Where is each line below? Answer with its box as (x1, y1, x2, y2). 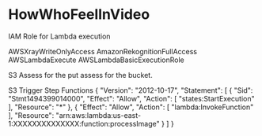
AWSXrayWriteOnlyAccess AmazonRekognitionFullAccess (8, 46, 198, 56)
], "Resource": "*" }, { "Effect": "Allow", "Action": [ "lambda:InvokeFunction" (8, 102, 254, 112)
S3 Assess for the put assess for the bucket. (8, 70, 153, 79)
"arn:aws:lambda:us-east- (55, 110, 141, 119)
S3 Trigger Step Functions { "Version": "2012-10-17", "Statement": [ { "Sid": (8, 85, 253, 95)
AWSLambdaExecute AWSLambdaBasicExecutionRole (8, 55, 184, 64)
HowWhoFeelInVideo (8, 6, 150, 24)
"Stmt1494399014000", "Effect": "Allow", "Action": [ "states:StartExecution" (8, 94, 255, 103)
